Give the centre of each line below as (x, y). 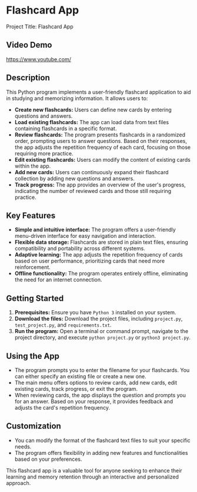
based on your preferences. (48, 459)
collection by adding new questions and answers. (75, 178)
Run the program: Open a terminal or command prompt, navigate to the (101, 331)
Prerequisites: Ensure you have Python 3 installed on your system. (95, 313)
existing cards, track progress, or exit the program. (76, 389)
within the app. (33, 166)
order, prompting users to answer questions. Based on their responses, (101, 141)
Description (28, 78)
